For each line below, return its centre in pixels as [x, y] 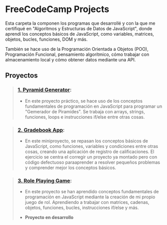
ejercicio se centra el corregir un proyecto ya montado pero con [91, 157]
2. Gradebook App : [41, 130]
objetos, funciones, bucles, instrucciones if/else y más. [82, 208]
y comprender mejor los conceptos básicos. [70, 168]
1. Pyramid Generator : [44, 90]
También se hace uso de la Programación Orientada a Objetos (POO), [77, 49]
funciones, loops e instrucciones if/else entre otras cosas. [85, 117]
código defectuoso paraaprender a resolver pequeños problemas [93, 162]
